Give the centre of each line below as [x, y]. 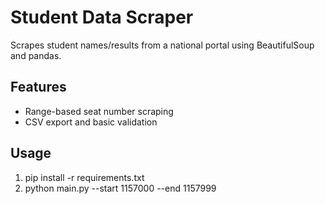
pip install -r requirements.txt [84, 177]
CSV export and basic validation [91, 122]
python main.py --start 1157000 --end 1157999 [120, 188]
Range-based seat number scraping [99, 111]
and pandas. [36, 55]
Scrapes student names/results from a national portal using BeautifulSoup [162, 45]
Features [38, 87]
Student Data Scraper [102, 17]
